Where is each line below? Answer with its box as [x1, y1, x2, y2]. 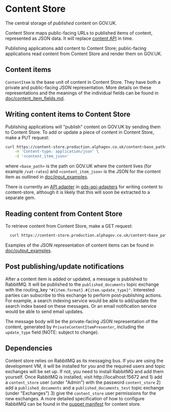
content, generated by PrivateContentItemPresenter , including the [5, 324, 144, 330]
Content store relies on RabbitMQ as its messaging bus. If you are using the [5, 357, 164, 363]
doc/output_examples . [5, 247, 52, 253]
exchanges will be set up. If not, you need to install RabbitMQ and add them [5, 368, 164, 374]
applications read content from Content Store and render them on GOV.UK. [5, 51, 162, 57]
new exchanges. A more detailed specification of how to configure [5, 395, 145, 401]
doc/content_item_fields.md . [5, 95, 65, 101]
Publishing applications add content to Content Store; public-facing [5, 45, 147, 51]
